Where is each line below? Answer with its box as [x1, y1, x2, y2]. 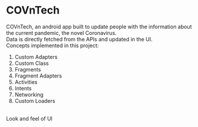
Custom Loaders [14, 97, 56, 104]
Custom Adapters [14, 53, 58, 60]
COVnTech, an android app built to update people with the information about [6, 23, 192, 30]
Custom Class [14, 60, 49, 67]
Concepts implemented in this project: [6, 42, 99, 49]
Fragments [14, 66, 41, 73]
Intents [14, 84, 32, 92]
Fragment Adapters [14, 72, 62, 79]
